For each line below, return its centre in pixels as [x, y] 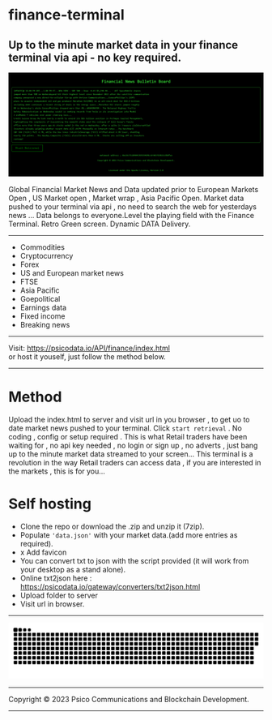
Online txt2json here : [56, 578]
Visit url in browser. [52, 604]
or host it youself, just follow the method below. [87, 357]
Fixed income [42, 316]
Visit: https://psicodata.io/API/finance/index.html [89, 348]
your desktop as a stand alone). [73, 570]
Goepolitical [40, 299]
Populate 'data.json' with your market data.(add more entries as [129, 535]
